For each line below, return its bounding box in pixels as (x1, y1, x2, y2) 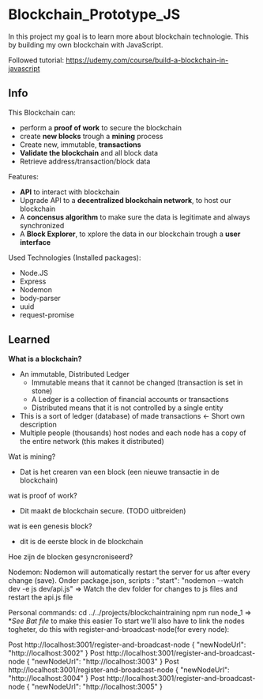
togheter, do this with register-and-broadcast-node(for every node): (8, 624, 230, 633)
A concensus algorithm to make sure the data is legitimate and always (19, 212, 250, 222)
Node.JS (19, 268, 49, 277)
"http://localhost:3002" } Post (8, 648, 105, 657)
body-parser (19, 293, 61, 303)
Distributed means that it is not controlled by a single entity (31, 403, 224, 412)
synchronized (19, 220, 65, 230)
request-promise (19, 310, 75, 319)
